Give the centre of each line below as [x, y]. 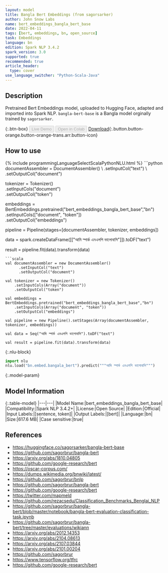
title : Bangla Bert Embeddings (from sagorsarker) [59, 15]
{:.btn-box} [17, 128]
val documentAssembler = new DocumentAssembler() [58, 263]
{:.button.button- [126, 128]
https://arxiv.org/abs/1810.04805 [46, 458]
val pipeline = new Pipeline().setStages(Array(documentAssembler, [77, 320]
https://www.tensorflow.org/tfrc [45, 559]
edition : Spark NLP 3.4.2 [32, 47]
